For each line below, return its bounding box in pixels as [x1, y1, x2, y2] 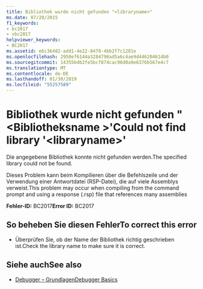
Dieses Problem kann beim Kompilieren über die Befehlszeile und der [6, 171, 178, 179]
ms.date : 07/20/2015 [6, 14, 59, 21]
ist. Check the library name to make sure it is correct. [14, 242, 146, 249]
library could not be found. [6, 159, 72, 167]
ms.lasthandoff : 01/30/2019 [6, 76, 77, 82]
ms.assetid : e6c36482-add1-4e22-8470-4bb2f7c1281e [6, 48, 137, 54]
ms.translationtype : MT [6, 65, 66, 71]
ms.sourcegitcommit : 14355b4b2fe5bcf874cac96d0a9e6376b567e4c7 [6, 59, 169, 65]
